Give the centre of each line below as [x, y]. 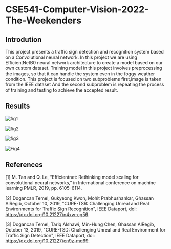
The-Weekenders [44, 20]
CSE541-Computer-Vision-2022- [77, 10]
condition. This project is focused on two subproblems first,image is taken [83, 79]
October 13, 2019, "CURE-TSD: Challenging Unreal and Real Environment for [85, 229]
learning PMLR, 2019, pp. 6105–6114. [44, 188]
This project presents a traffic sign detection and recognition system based [84, 52]
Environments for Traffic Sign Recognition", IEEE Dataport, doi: [71, 209]
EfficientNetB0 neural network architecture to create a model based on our [84, 63]
